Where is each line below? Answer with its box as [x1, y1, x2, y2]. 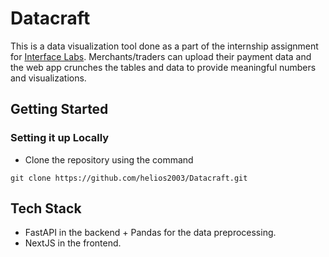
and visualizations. [10, 72, 87, 84]
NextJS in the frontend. [24, 237, 122, 249]
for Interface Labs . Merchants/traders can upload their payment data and [10, 50, 312, 62]
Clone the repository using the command [24, 153, 194, 166]
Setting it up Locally [10, 131, 110, 145]
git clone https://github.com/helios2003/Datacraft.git [10, 173, 248, 183]
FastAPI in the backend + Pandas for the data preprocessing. [24, 227, 277, 239]
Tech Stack [10, 200, 82, 217]
